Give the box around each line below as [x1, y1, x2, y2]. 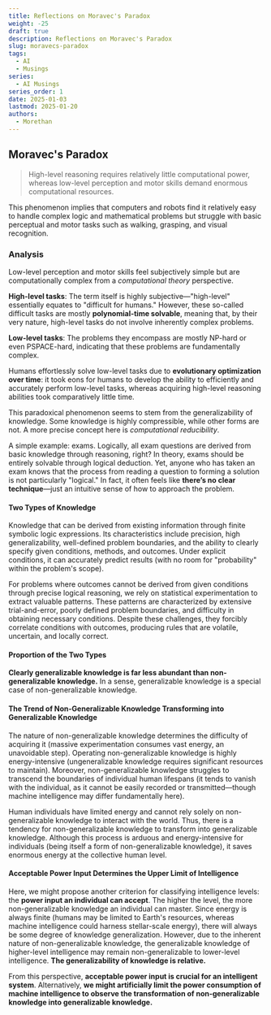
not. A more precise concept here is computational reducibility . [8, 424, 220, 435]
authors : [8, 111, 38, 119]
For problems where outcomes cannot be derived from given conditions [8, 579, 249, 589]
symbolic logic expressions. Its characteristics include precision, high [8, 529, 241, 539]
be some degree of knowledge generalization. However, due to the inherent [8, 930, 261, 939]
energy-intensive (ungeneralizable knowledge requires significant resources [8, 757, 264, 766]
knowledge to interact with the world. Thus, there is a [55, 815, 234, 825]
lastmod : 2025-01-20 [8, 102, 79, 111]
